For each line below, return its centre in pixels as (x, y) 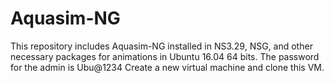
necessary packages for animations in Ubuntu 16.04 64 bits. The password (165, 56)
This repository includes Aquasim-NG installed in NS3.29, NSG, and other (161, 46)
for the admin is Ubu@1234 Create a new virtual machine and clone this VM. (167, 67)
